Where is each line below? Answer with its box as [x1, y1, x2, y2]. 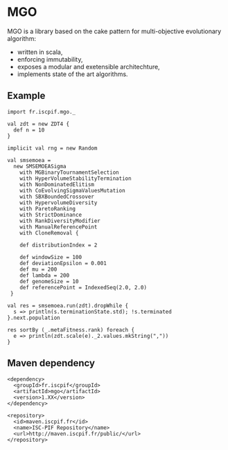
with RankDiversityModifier [19, 217, 100, 224]
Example [7, 90, 46, 102]
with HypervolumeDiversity [19, 199, 98, 206]
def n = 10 [13, 126, 45, 134]
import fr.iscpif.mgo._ [7, 108, 76, 115]
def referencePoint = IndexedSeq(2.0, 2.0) [19, 284, 148, 291]
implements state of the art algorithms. [17, 70, 128, 78]
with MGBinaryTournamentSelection [19, 169, 119, 176]
